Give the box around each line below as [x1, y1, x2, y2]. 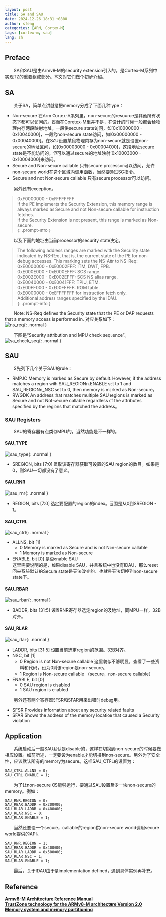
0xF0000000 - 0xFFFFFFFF [17, 195, 75, 202]
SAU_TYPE [5, 440, 28, 446]
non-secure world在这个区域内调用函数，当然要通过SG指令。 [12, 169, 138, 175]
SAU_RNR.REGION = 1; [5, 841, 48, 846]
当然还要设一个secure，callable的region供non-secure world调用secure [14, 825, 160, 831]
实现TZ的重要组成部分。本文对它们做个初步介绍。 [5, 73, 107, 80]
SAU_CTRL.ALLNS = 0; [5, 768, 48, 773]
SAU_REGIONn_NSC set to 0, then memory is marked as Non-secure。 [12, 387, 157, 393]
